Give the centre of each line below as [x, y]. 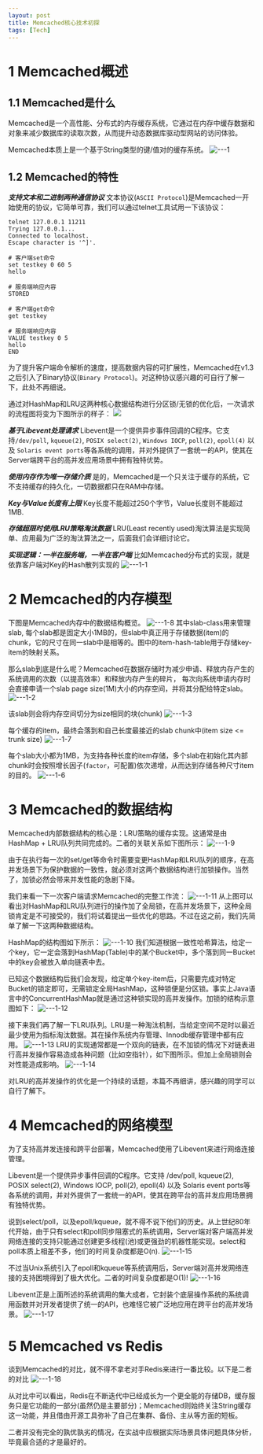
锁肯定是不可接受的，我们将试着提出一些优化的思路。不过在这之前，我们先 [128, 916]
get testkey [27, 316]
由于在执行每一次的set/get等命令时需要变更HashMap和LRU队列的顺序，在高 [131, 860]
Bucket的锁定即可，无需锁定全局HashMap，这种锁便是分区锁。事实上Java [128, 989]
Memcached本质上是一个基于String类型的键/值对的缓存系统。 [108, 149]
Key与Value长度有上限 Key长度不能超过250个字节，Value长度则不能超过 [126, 504]
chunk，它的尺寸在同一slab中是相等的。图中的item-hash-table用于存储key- [130, 643]
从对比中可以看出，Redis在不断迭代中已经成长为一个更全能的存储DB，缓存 [128, 1395]
